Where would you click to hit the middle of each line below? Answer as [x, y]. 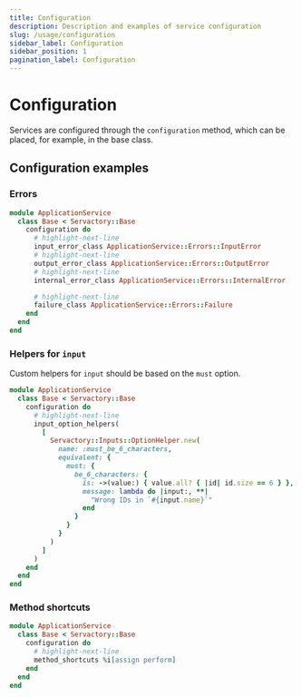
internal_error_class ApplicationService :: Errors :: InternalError [159, 280]
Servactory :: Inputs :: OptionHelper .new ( [125, 441]
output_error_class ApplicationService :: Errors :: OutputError [151, 263]
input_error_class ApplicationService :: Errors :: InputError [147, 247]
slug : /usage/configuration [63, 34]
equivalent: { [84, 458]
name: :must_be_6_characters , [115, 449]
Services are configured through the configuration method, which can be [147, 130]
